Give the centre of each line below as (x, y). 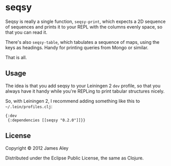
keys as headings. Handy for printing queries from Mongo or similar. (77, 47)
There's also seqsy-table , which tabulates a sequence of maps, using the (82, 42)
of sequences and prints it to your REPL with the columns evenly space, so (84, 26)
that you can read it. (26, 32)
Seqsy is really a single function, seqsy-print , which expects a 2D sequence (86, 21)
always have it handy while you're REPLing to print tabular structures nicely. (85, 91)
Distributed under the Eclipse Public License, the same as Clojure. (75, 158)
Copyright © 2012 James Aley (37, 148)
